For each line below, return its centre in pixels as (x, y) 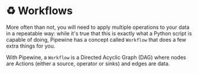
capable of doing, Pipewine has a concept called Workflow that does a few (96, 39)
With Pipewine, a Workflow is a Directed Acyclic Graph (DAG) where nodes (96, 57)
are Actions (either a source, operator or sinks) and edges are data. (88, 64)
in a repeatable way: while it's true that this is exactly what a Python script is (99, 33)
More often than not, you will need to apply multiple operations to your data (98, 27)
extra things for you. (31, 46)
